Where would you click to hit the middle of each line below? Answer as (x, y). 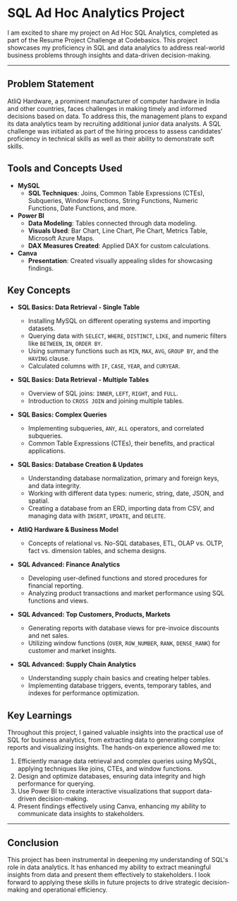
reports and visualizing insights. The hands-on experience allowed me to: (114, 748)
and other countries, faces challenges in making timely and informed (107, 108)
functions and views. (58, 601)
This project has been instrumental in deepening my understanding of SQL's (118, 860)
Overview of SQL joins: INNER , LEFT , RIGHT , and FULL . (103, 393)
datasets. (41, 329)
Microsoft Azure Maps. (61, 238)
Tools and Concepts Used (65, 169)
